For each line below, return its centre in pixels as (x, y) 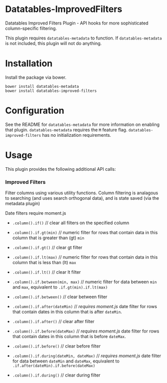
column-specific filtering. (31, 28)
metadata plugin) (23, 204)
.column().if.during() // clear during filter (56, 375)
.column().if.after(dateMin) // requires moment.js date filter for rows (84, 307)
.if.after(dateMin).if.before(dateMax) (54, 366)
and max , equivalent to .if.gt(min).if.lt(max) (60, 287)
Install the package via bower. (36, 77)
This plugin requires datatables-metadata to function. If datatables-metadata (83, 38)
